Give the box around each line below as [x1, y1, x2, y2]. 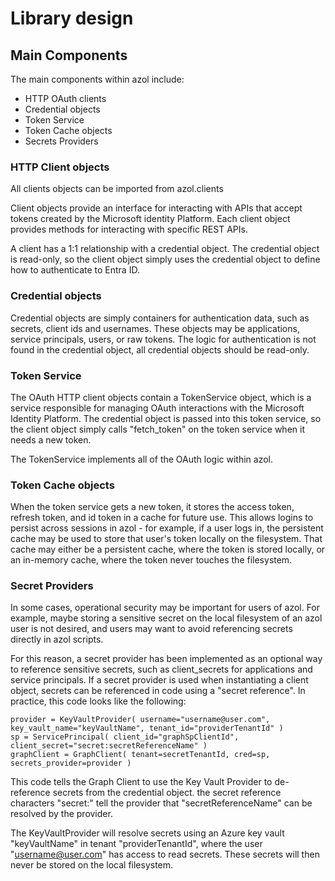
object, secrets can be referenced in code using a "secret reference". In [10, 685, 306, 697]
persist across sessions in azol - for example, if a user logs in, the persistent [10, 522, 324, 534]
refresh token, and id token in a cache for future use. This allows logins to [10, 512, 314, 524]
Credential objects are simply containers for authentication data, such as [10, 312, 310, 324]
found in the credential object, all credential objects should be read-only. [10, 343, 310, 356]
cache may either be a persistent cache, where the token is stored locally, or [10, 543, 326, 556]
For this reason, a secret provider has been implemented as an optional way [10, 653, 323, 665]
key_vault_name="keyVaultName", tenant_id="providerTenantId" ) [10, 723, 284, 734]
